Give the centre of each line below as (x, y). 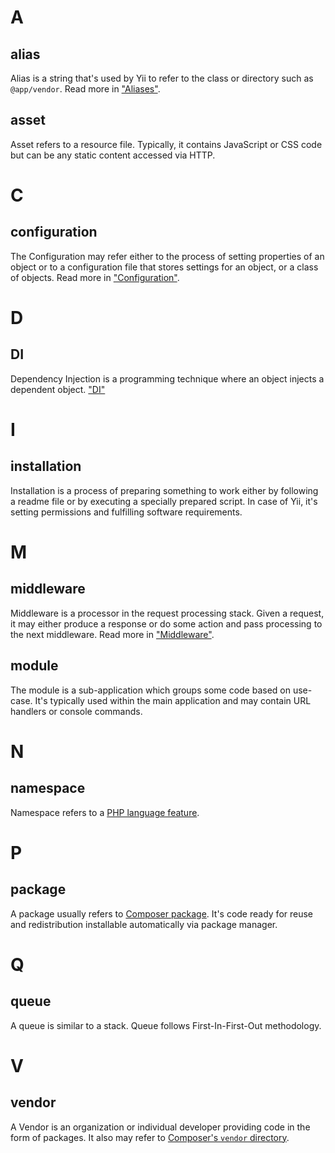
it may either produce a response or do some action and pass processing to (166, 623)
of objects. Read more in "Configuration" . (95, 277)
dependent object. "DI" (58, 389)
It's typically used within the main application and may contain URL (173, 700)
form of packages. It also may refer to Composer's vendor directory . (150, 1137)
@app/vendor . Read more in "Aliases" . (85, 89)
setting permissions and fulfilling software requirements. (126, 512)
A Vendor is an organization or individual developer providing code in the (160, 1127)
